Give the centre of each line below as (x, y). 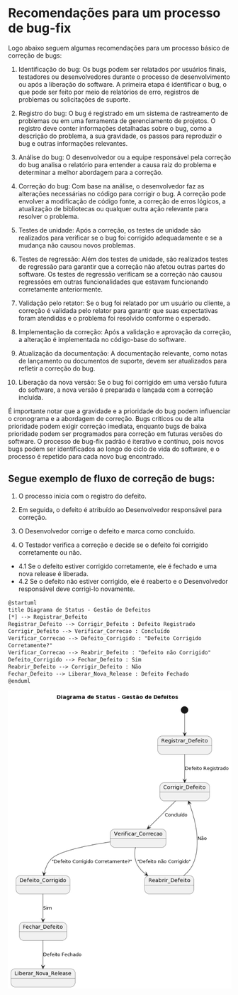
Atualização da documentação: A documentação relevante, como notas (123, 353)
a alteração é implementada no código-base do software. (102, 339)
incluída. (30, 397)
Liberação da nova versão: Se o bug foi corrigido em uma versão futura (123, 382)
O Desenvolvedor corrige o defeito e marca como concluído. (107, 531)
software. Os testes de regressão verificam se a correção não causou (120, 274)
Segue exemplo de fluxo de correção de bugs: (112, 479)
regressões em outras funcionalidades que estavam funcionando (113, 282)
